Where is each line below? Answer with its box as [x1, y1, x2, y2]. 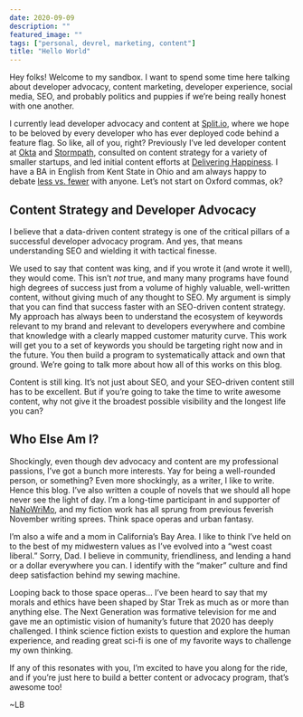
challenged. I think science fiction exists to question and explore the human [9, 626, 291, 636]
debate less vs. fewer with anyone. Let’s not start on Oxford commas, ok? [9, 176, 283, 186]
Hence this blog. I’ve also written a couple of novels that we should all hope [9, 484, 291, 495]
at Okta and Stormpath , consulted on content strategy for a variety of [9, 147, 268, 158]
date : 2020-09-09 [9, 13, 75, 23]
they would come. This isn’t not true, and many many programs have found [9, 272, 289, 283]
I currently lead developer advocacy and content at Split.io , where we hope [9, 119, 289, 129]
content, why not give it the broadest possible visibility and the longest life [9, 396, 287, 406]
